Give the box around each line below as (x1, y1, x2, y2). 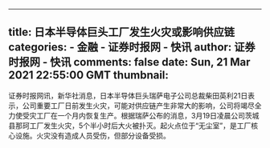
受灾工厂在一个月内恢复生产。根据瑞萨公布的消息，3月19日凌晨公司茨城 (22, 110, 260, 120)
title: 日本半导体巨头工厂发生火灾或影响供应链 (8, 26, 235, 39)
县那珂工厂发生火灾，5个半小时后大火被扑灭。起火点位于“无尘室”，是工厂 (8, 121, 252, 130)
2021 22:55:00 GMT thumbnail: (8, 69, 169, 82)
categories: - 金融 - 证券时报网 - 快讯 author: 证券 (8, 41, 256, 54)
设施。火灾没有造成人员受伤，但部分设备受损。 (14, 130, 170, 140)
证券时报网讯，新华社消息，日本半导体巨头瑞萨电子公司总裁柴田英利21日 (8, 90, 248, 100)
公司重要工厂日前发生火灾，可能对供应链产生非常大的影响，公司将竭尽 (22, 101, 255, 110)
